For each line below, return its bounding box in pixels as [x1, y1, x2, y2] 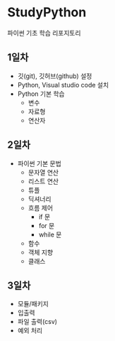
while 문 [38, 230, 62, 239]
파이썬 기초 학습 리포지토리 [7, 28, 81, 37]
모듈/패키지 [17, 300, 49, 308]
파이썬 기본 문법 [17, 159, 61, 168]
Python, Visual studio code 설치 [17, 80, 109, 89]
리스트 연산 [28, 177, 59, 185]
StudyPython [7, 4, 87, 21]
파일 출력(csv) [17, 318, 58, 326]
